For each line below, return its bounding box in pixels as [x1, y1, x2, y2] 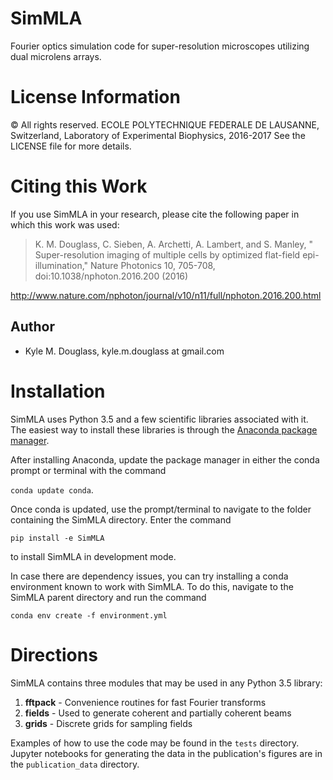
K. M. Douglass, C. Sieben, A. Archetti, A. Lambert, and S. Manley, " [34, 238, 313, 250]
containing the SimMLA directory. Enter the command [10, 513, 232, 526]
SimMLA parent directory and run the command [10, 591, 207, 603]
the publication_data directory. [10, 758, 140, 770]
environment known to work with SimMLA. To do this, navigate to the [10, 580, 294, 592]
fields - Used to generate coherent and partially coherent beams [24, 707, 292, 719]
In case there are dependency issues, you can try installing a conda [10, 570, 289, 582]
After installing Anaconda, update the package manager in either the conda [10, 453, 320, 466]
